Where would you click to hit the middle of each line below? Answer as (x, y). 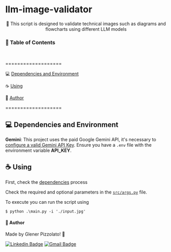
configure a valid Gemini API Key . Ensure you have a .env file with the (79, 145)
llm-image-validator (49, 9)
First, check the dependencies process (47, 182)
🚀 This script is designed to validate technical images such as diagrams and (86, 24)
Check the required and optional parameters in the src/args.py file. (76, 192)
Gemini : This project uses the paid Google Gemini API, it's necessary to (81, 140)
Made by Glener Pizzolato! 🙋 (35, 234)
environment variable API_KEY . (38, 150)
